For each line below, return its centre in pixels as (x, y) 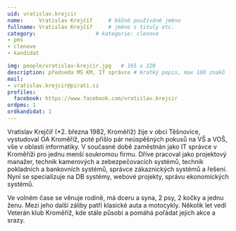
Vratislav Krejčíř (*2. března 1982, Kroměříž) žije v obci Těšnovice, (104, 132)
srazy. (16, 220)
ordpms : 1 (22, 105)
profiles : (22, 92)
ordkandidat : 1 (30, 112)
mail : (15, 79)
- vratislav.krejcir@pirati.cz (53, 85)
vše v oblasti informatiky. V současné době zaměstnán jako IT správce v (112, 146)
